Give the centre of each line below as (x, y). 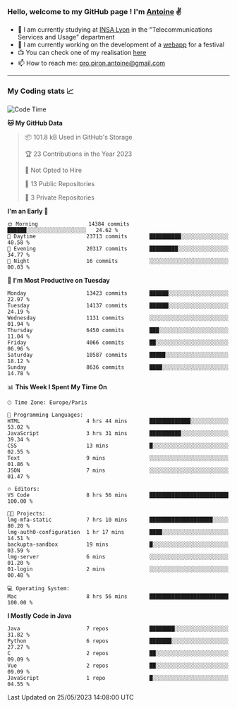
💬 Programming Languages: (45, 415)
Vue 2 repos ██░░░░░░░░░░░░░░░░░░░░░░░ (118, 666)
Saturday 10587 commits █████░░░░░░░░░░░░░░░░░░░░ (118, 355)
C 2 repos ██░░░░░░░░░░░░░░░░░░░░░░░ (118, 653)
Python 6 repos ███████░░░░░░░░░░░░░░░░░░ (118, 641)
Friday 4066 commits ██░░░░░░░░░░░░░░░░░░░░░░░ (118, 342)
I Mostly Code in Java (39, 616)
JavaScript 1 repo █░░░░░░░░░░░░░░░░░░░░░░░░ (118, 678)
